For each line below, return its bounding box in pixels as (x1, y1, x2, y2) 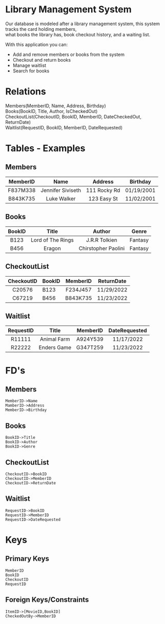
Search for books (12, 68, 50, 74)
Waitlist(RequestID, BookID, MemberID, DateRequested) (5, 124, 123, 130)
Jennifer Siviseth (40, 186, 81, 193)
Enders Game (38, 344, 72, 351)
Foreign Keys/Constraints (5, 595, 89, 604)
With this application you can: (5, 41, 68, 47)
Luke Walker (46, 195, 76, 202)
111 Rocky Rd (86, 186, 120, 193)
